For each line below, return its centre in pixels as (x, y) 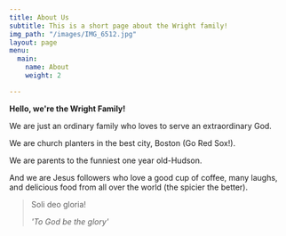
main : (28, 59)
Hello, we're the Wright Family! (68, 109)
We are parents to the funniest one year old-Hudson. (106, 160)
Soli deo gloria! (59, 204)
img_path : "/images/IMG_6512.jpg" (73, 34)
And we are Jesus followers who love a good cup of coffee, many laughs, (143, 177)
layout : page (33, 42)
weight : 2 (44, 76)
